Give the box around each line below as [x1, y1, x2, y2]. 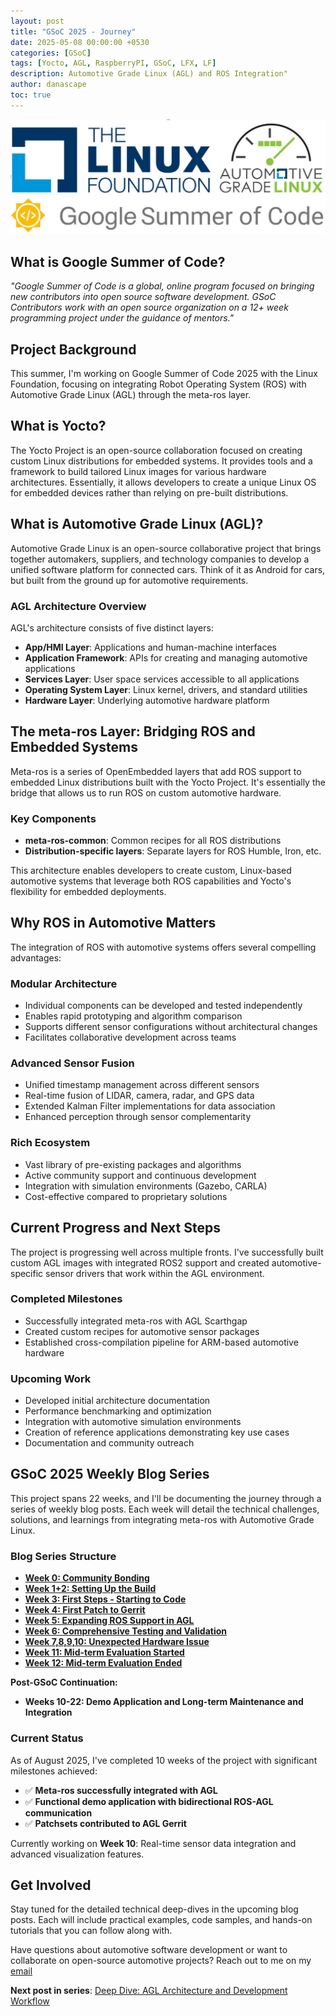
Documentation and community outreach [24, 1437, 195, 1449]
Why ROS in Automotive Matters [10, 915, 217, 932]
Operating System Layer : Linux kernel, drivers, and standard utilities [24, 683, 308, 695]
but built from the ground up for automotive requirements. [10, 574, 249, 586]
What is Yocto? [10, 418, 107, 435]
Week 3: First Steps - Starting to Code [24, 1593, 187, 1605]
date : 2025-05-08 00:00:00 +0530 [10, 37, 150, 47]
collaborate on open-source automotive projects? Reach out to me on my [10, 1955, 312, 1967]
